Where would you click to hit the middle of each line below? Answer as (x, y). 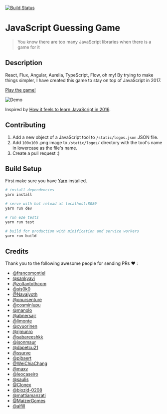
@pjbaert (22, 358)
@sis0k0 (21, 289)
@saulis (20, 379)
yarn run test (20, 222)
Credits (17, 251)
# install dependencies (30, 190)
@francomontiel (29, 273)
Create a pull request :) (36, 153)
